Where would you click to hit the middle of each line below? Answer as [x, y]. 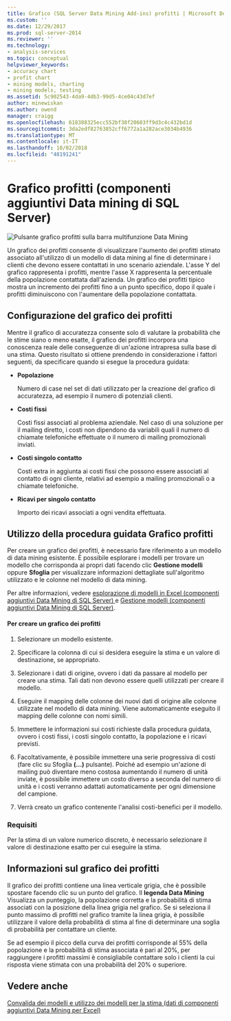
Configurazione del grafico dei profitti [90, 316]
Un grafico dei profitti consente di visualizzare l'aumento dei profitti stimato [114, 250]
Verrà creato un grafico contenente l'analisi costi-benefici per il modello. [120, 807]
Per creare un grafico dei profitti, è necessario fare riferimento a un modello [114, 550]
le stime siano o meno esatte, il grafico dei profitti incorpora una [98, 340]
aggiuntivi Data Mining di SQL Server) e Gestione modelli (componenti [106, 601]
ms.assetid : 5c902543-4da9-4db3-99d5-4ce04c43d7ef [81, 97]
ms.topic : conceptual [38, 59]
